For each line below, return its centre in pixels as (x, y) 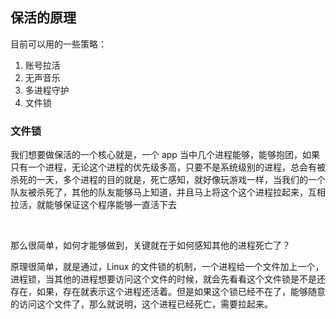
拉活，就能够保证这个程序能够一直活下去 (93, 205)
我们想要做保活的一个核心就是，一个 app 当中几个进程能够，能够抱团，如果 (165, 155)
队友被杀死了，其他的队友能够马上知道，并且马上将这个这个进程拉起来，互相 (168, 192)
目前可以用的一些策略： (58, 44)
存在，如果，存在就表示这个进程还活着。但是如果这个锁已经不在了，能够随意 (168, 292)
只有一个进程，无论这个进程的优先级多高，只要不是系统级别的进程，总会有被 (168, 167)
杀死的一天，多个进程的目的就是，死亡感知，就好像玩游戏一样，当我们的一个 (168, 180)
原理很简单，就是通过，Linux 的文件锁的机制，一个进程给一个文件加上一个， (167, 267)
